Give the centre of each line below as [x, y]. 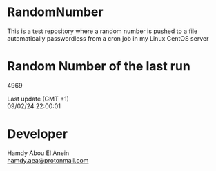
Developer [37, 134]
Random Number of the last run [99, 67]
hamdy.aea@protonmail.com [48, 160]
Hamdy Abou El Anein [38, 153]
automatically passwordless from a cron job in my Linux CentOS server [108, 38]
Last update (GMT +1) [38, 99]
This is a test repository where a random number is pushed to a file [102, 31]
